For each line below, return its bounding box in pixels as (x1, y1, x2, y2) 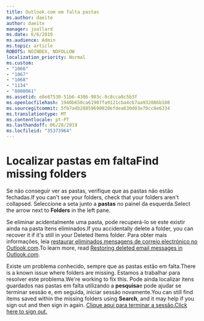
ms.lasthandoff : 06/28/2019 (6, 122, 78, 129)
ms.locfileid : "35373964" (6, 128, 72, 134)
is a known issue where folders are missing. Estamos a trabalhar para (6, 269, 181, 276)
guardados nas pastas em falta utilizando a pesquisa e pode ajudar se (6, 281, 181, 289)
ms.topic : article (6, 43, 53, 49)
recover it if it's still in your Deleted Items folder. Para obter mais (6, 231, 167, 238)
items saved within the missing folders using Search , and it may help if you (6, 295, 194, 302)
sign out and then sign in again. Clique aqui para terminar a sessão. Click (6, 301, 188, 308)
